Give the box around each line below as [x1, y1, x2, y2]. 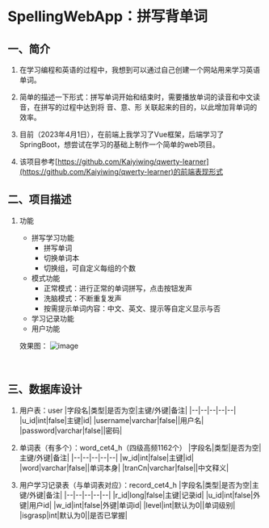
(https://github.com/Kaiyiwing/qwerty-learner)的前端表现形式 [19, 167, 224, 176]
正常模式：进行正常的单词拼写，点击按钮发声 [43, 283, 193, 293]
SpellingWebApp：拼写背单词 [7, 7, 208, 26]
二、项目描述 [7, 193, 72, 207]
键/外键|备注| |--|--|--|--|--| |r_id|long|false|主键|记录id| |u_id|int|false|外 [19, 490, 260, 500]
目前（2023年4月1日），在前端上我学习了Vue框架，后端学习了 [19, 130, 225, 139]
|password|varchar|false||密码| [19, 425, 123, 435]
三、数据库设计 [7, 383, 82, 396]
